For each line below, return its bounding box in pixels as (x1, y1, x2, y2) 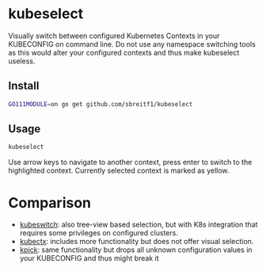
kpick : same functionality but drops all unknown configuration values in (19, 245, 253, 254)
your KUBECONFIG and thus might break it (19, 254, 160, 263)
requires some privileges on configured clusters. (19, 228, 178, 238)
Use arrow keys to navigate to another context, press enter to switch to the (8, 158, 253, 167)
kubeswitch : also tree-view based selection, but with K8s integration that (19, 219, 258, 230)
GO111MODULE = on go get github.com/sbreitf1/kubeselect (8, 100, 193, 108)
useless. (8, 56, 36, 66)
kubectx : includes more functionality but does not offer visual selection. (19, 237, 254, 246)
